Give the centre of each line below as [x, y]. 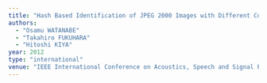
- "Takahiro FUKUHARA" [53, 38]
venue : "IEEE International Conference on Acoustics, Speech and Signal [131, 67]
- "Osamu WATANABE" [48, 30]
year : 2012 [26, 52]
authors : [23, 23]
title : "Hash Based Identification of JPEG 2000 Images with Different [129, 15]
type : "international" [46, 60]
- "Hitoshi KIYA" [44, 45]
